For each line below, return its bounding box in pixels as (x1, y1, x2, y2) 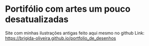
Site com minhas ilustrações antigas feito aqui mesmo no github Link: (5, 30, 145, 36)
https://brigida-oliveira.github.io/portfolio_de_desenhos (5, 35, 116, 41)
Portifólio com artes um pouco (5, 3, 131, 15)
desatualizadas (5, 14, 69, 25)
